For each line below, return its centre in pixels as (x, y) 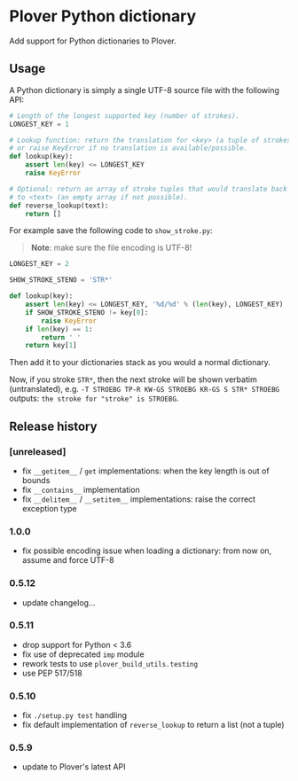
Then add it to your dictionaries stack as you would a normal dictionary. (140, 363)
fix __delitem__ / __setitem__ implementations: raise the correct (138, 499)
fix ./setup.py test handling (74, 715)
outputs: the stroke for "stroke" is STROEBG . (94, 398)
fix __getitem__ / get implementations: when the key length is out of (145, 471)
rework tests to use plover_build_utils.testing (110, 663)
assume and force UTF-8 (68, 560)
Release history (53, 426)
